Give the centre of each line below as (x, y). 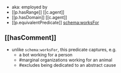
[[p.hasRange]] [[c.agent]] (38, 12)
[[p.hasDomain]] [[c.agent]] (39, 17)
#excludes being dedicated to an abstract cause (67, 65)
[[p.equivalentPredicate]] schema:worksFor (55, 22)
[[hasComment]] (30, 38)
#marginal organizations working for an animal (66, 60)
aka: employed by (30, 7)
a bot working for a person (46, 55)
